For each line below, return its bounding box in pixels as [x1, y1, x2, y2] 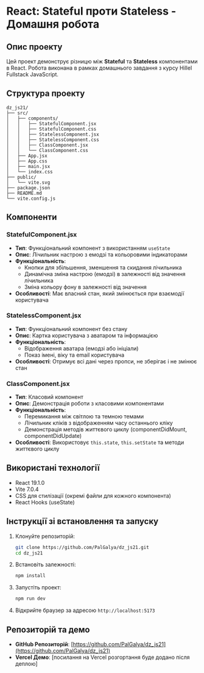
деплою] [15, 660, 38, 668]
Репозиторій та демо [6, 624, 90, 635]
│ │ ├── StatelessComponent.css [6, 136, 99, 143]
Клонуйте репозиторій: [15, 533, 75, 540]
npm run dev [15, 595, 46, 602]
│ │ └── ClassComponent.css [6, 147, 88, 153]
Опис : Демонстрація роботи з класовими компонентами [15, 400, 164, 407]
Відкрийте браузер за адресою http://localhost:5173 [15, 606, 155, 614]
